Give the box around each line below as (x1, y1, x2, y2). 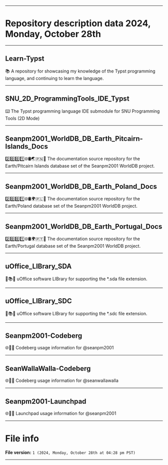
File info (5, 433, 39, 444)
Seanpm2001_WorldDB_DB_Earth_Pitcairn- (5, 134, 143, 143)
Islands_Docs (5, 142, 48, 151)
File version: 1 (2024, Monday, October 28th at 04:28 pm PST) (5, 449, 136, 455)
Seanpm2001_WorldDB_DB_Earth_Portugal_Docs (5, 222, 162, 231)
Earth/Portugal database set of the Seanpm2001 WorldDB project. (5, 243, 141, 249)
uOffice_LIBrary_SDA (5, 262, 72, 271)
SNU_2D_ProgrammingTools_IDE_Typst (5, 95, 129, 103)
